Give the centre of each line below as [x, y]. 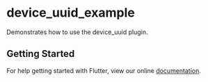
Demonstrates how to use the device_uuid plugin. [77, 32]
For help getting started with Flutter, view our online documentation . [104, 70]
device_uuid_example [71, 13]
